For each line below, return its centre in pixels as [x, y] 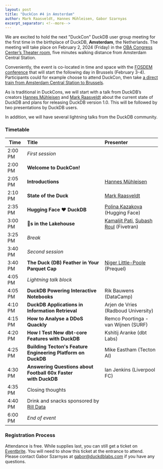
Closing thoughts [47, 390]
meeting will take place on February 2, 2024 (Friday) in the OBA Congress [79, 47]
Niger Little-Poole [125, 263]
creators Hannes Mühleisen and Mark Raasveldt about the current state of [79, 97]
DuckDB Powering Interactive [62, 290]
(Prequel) [115, 268]
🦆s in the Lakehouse [51, 224]
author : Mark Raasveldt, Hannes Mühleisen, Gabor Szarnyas [66, 19]
